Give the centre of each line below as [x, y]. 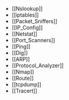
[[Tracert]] [24, 91]
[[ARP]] [21, 59]
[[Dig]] [20, 53]
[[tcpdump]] [26, 85]
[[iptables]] [25, 15]
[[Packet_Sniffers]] [34, 21]
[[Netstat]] [24, 34]
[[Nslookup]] [27, 9]
